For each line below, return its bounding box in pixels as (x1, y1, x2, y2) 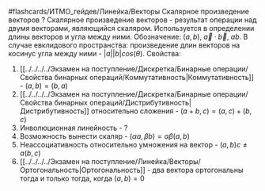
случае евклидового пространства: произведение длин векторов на (8, 40, 240, 50)
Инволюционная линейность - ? (19, 123, 128, 132)
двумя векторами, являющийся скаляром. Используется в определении (8, 24, 255, 32)
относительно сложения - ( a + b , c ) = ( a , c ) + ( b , (90, 106, 252, 116)
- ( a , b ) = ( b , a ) (19, 81, 69, 90)
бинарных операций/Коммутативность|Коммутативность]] (54, 73, 255, 82)
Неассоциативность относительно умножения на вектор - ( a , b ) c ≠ (19, 140, 248, 149)
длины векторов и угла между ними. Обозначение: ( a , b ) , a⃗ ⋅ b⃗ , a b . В (8, 32, 248, 41)
